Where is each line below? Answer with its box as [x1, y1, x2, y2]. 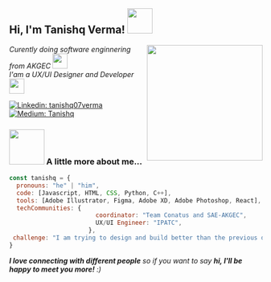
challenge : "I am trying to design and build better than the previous [12, 234, 258, 242]
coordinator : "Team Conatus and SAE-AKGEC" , [95, 211, 248, 219]
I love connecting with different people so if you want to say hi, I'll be [9, 255, 243, 265]
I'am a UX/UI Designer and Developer [9, 69, 134, 79]
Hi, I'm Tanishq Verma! [9, 23, 125, 37]
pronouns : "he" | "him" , [16, 182, 100, 190]
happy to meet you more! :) [9, 264, 101, 274]
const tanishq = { [9, 174, 71, 182]
